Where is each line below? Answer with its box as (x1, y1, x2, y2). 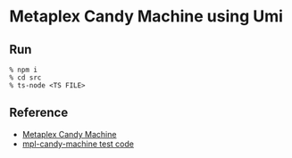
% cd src (9, 73, 42, 82)
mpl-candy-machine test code (21, 138, 134, 149)
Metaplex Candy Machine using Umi (9, 6, 284, 27)
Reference (9, 105, 69, 121)
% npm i (9, 65, 38, 74)
